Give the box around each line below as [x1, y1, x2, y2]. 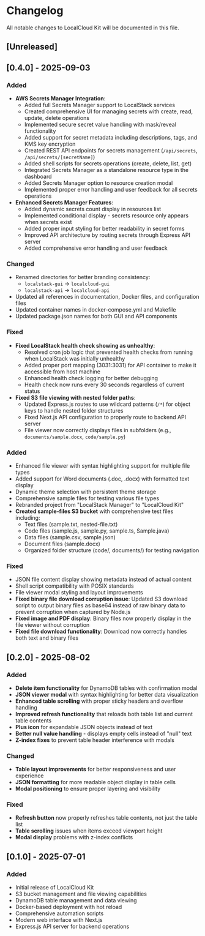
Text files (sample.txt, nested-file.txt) [24, 520, 118, 528]
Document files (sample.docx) [24, 540, 101, 547]
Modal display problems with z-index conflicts [15, 834, 133, 841]
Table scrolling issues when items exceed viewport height [15, 827, 163, 834]
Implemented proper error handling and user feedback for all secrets [24, 186, 198, 193]
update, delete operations [24, 114, 90, 122]
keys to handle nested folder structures [24, 406, 124, 414]
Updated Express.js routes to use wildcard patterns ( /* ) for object [24, 400, 191, 408]
